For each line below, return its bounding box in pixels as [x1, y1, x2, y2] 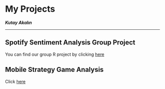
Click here [5, 78, 26, 84]
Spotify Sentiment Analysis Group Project [5, 38, 136, 47]
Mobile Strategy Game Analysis [5, 66, 104, 74]
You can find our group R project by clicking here [5, 51, 105, 57]
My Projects [5, 3, 55, 15]
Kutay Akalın [5, 20, 32, 25]
